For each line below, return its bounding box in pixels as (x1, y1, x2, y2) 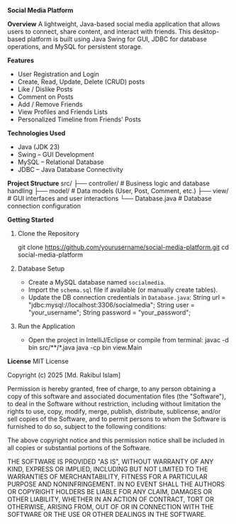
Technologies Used (7, 129, 66, 137)
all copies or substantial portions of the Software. (7, 444, 151, 452)
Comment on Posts (17, 92, 74, 101)
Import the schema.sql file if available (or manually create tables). (28, 285, 218, 294)
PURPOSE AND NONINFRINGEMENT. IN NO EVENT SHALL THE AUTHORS (7, 480, 225, 488)
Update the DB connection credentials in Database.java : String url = (28, 293, 226, 301)
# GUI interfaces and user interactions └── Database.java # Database (7, 195, 212, 202)
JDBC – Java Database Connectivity (17, 165, 124, 173)
